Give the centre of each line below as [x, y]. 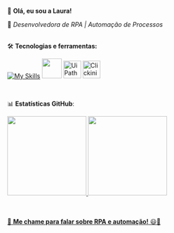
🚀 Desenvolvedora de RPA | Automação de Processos [85, 24]
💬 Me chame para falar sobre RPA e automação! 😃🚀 [84, 221]
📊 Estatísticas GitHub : [41, 103]
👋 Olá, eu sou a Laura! [40, 11]
